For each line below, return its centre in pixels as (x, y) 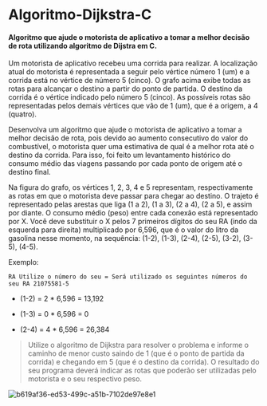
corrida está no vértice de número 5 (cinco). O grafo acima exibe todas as (130, 81)
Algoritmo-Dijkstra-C (80, 15)
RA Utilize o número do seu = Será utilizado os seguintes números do (128, 277)
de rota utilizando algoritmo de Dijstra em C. (83, 45)
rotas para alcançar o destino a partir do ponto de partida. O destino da (126, 89)
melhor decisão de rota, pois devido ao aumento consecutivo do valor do (128, 138)
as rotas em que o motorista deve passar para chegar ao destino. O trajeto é (133, 196)
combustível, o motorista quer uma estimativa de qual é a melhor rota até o (132, 147)
